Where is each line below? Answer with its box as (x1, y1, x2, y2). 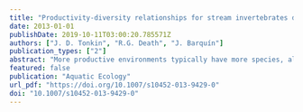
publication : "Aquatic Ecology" (9, 72, 131, 81)
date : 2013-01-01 (9, 22, 75, 31)
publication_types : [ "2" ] (9, 47, 106, 56)
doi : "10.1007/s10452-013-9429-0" (9, 89, 140, 98)
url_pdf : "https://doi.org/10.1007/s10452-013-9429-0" (9, 80, 220, 89)
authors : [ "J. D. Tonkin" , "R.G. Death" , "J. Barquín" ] (9, 38, 224, 48)
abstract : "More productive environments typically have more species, (9, 55, 284, 64)
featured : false (9, 64, 70, 73)
